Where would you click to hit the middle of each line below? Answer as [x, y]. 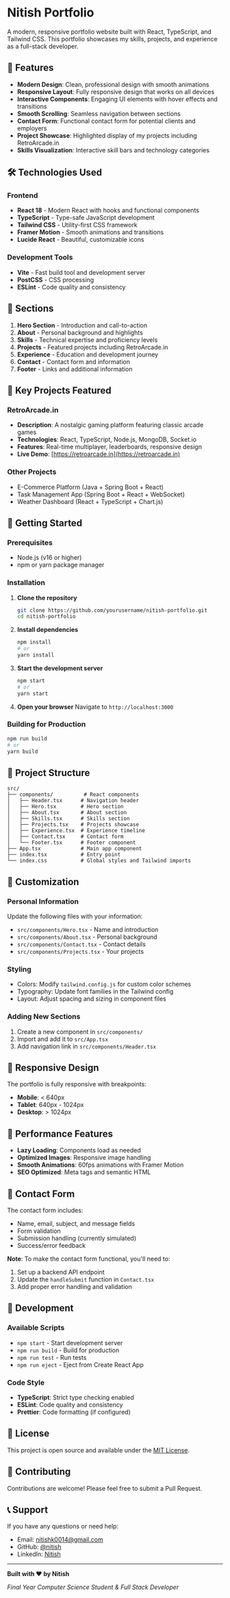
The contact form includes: [45, 1210]
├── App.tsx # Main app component [75, 849]
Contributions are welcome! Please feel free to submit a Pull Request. [105, 1488]
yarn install [36, 655]
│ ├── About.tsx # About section [67, 813]
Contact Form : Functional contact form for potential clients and [106, 121]
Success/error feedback [51, 1245]
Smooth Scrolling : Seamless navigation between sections [99, 113]
